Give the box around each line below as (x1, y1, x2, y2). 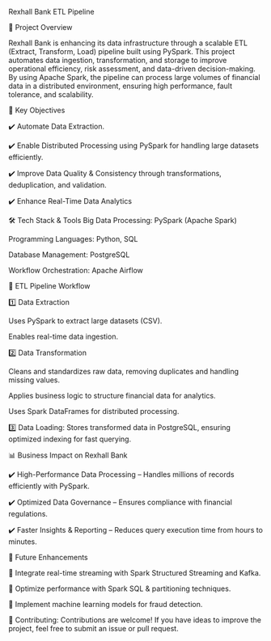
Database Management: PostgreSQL (8, 250, 130, 259)
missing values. (8, 375, 61, 385)
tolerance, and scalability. (8, 90, 95, 99)
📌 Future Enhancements (8, 553, 88, 562)
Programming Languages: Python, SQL (8, 234, 138, 243)
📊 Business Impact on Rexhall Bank (8, 450, 128, 460)
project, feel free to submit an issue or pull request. (8, 624, 180, 633)
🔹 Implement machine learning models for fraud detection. (8, 600, 203, 609)
